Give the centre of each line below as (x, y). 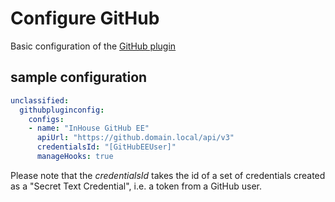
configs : (46, 119)
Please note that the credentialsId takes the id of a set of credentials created (168, 175)
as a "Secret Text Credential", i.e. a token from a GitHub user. (136, 186)
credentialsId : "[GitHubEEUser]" (106, 147)
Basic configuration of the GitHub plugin (93, 46)
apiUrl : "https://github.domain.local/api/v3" (135, 138)
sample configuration (79, 77)
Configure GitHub (85, 18)
